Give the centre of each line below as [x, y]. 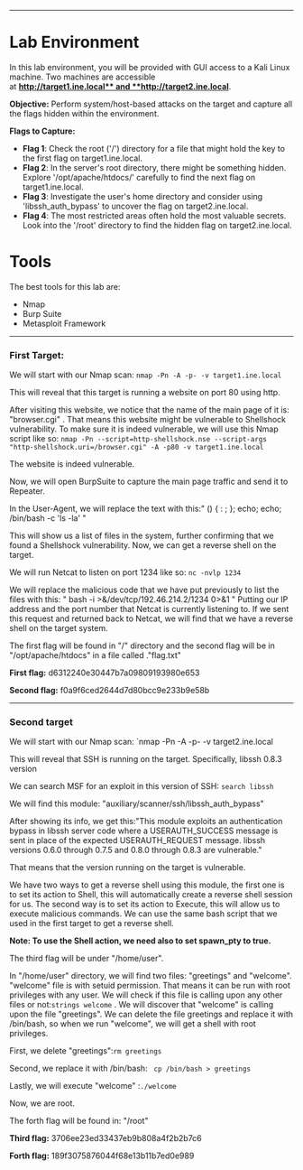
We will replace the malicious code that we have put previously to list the [144, 590]
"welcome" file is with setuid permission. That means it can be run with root [150, 986]
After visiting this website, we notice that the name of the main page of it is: [150, 410]
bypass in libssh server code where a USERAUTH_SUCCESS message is [144, 831]
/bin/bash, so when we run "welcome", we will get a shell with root [133, 1024]
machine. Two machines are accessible [83, 77]
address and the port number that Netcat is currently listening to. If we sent [149, 609]
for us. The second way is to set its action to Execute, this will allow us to [145, 905]
